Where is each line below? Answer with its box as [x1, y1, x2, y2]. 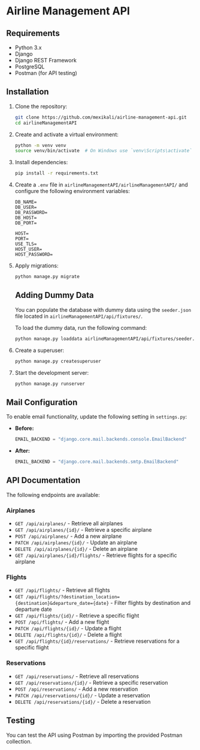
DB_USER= [14, 204, 37, 210]
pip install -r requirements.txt [14, 170, 99, 176]
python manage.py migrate [14, 274, 80, 280]
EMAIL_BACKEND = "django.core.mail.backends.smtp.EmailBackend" [14, 459, 179, 465]
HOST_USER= [14, 246, 43, 252]
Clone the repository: [14, 103, 68, 110]
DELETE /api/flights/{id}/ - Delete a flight [14, 631, 122, 638]
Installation [6, 87, 49, 97]
